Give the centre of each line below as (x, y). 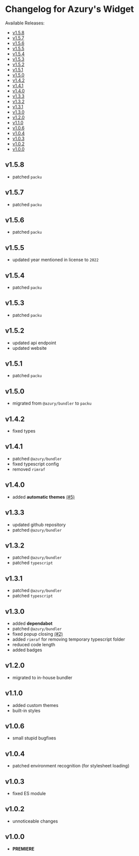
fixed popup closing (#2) (37, 634)
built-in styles (26, 711)
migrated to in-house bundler (42, 677)
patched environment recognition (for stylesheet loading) (71, 766)
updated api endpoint (34, 343)
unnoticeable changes (35, 821)
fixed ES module (29, 793)
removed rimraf (29, 469)
